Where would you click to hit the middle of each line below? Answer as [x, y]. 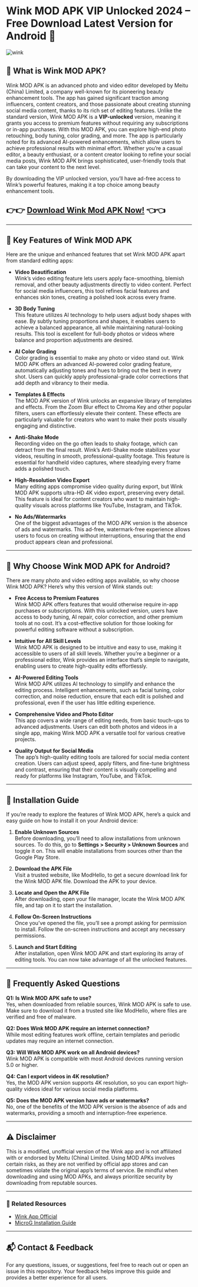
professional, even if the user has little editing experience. [85, 703]
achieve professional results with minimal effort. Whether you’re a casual [94, 148]
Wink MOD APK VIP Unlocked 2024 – [98, 11]
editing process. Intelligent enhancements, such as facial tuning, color [100, 690]
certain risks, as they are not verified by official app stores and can [87, 1164]
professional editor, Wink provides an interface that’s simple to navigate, [102, 660]
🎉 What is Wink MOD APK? [56, 71]
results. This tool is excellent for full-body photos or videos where [95, 334]
